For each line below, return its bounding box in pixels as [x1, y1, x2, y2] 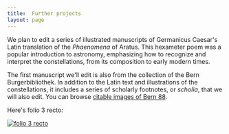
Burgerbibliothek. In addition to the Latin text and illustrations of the [7, 78, 198, 86]
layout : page [7, 16, 45, 23]
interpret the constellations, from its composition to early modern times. [7, 57, 210, 65]
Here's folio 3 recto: [7, 106, 64, 114]
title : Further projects [7, 10, 81, 17]
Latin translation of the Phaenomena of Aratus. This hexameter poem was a [7, 43, 221, 51]
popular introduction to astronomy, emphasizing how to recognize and [7, 49, 206, 58]
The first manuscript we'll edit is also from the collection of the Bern [7, 70, 199, 79]
